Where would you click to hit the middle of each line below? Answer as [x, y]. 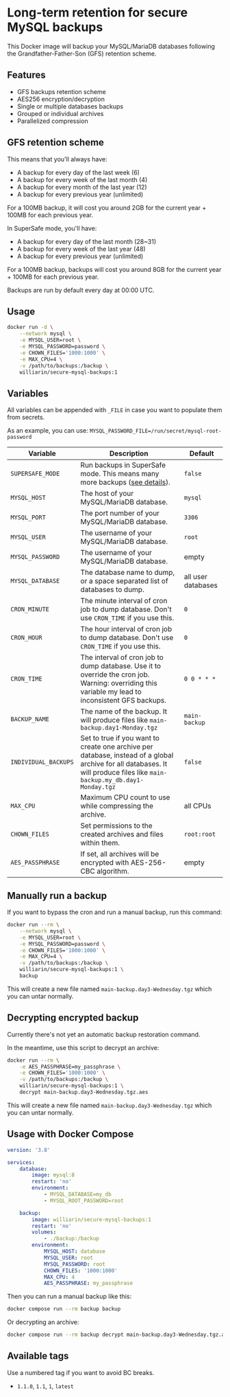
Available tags [38, 1356]
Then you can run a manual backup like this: [69, 1297]
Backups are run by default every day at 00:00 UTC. [81, 290]
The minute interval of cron [124, 601]
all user [195, 577]
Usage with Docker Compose [71, 1134]
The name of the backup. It [124, 712]
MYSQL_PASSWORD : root [75, 1264]
